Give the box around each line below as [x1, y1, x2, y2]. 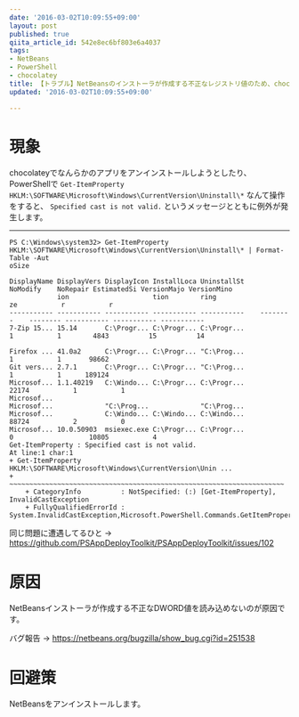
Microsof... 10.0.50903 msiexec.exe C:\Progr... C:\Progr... [9, 425, 245, 435]
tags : [9, 46, 29, 55]
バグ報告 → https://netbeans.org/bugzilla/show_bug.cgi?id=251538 [9, 633, 255, 644]
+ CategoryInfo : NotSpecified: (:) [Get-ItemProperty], [25, 487, 277, 497]
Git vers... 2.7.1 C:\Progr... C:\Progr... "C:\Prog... [9, 363, 245, 372]
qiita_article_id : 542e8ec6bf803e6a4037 [9, 37, 162, 47]
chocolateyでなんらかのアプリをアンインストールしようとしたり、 [9, 167, 252, 178]
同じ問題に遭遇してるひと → [9, 527, 113, 539]
